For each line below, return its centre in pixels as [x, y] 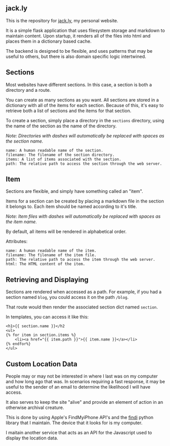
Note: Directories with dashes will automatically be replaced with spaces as [85, 135]
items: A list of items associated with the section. [64, 159]
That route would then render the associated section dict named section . [82, 307]
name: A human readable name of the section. [54, 150]
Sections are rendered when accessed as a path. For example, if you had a [84, 292]
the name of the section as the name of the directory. [61, 126]
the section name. [25, 141]
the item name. [22, 222]
